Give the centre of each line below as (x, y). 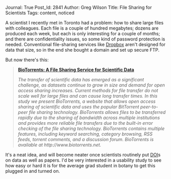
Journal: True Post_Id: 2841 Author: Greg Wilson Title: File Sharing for (79, 7)
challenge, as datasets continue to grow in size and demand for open (91, 85)
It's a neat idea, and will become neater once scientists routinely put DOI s (83, 155)
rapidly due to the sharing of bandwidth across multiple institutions (89, 118)
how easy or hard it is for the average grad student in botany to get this (80, 165)
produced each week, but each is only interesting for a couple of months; (83, 33)
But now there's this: (27, 60)
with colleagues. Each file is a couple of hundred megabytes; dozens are (82, 28)
